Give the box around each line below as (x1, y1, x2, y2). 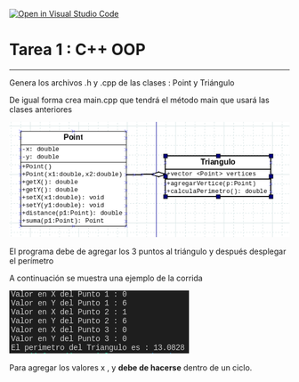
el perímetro (9, 256, 54, 266)
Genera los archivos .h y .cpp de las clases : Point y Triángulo (9, 77, 235, 88)
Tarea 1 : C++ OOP (9, 40, 146, 60)
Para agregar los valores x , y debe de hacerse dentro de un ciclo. (9, 362, 253, 373)
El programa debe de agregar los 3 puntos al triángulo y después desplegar (9, 246, 287, 257)
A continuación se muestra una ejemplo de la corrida (9, 272, 203, 284)
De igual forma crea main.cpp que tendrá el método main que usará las (9, 94, 270, 105)
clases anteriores (9, 103, 73, 115)
